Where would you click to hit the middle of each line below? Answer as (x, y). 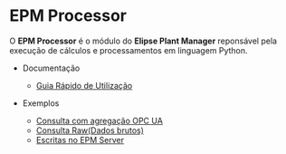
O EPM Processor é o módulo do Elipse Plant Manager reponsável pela (143, 41)
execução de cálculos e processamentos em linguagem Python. (129, 50)
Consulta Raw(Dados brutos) (90, 130)
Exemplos (41, 103)
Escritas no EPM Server (80, 140)
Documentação (51, 68)
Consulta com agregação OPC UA (99, 120)
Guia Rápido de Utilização (84, 85)
